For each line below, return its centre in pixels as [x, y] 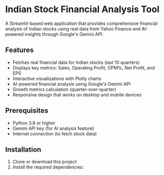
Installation [23, 149]
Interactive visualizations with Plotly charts [57, 78]
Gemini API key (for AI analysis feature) [53, 128]
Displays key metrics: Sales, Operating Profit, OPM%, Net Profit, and [84, 67]
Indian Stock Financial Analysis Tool [83, 9]
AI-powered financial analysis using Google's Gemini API [72, 84]
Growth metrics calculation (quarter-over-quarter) [64, 89]
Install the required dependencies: [48, 167]
